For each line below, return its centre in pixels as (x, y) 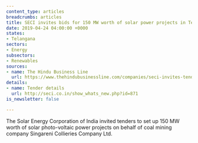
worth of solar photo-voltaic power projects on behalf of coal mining (89, 127)
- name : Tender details (35, 88)
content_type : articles (35, 11)
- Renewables (22, 61)
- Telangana (21, 39)
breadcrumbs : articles (34, 17)
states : (16, 34)
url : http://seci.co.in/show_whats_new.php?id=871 (75, 94)
